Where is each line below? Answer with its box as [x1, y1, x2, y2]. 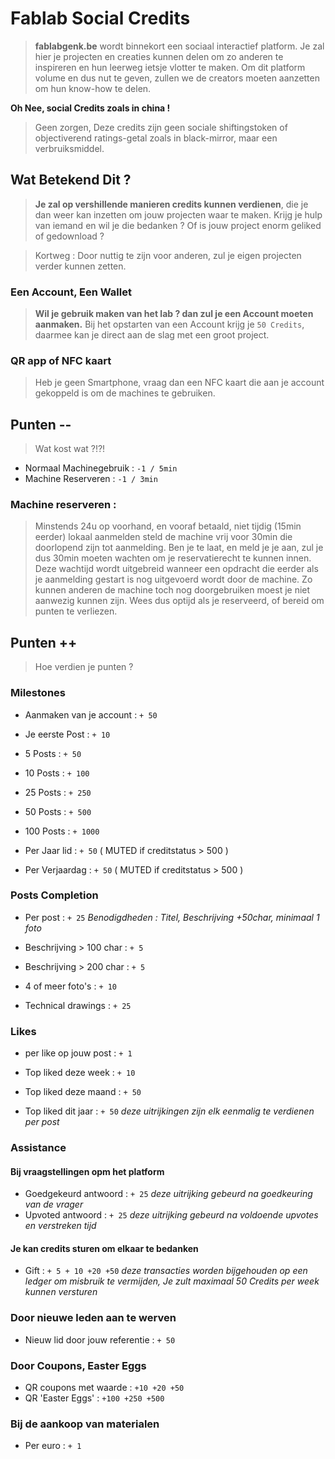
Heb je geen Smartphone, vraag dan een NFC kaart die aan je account [34, 377, 325, 389]
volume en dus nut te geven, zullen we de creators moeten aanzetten [34, 72, 320, 84]
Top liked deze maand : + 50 [24, 1086, 142, 1098]
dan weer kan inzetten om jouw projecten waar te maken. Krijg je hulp [34, 208, 323, 221]
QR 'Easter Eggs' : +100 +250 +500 [24, 1392, 165, 1404]
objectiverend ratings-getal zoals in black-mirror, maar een [34, 132, 278, 144]
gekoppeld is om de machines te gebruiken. [34, 387, 216, 399]
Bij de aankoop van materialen [10, 1417, 160, 1431]
